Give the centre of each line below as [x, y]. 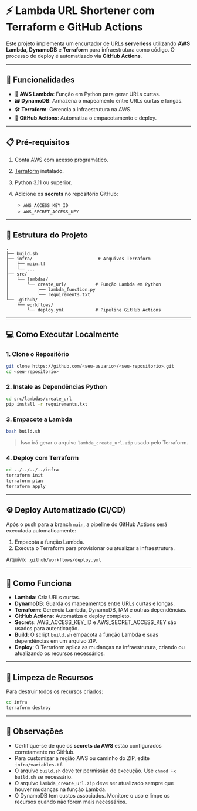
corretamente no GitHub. [45, 752]
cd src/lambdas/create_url [39, 399]
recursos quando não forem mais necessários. [71, 802]
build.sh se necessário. [43, 776]
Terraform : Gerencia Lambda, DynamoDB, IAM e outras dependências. [100, 610]
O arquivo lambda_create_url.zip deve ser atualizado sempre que [94, 783]
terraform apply [26, 486]
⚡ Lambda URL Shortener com [80, 11]
